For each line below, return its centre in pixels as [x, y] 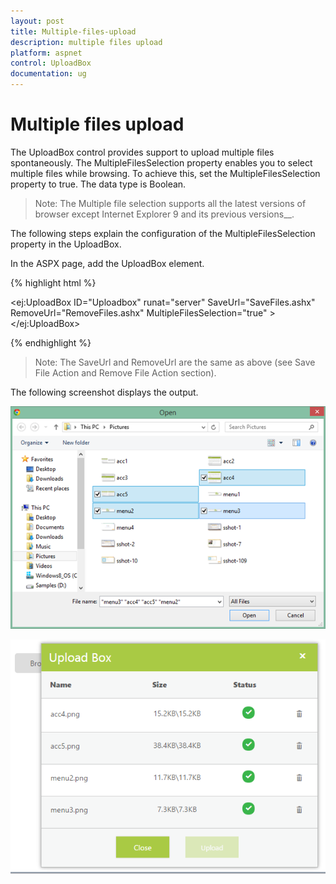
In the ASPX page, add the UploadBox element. [107, 263]
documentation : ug [48, 74]
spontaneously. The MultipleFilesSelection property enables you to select [161, 162]
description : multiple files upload [86, 42]
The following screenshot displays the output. [104, 392]
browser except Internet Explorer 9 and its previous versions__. [164, 214]
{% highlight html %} [53, 282]
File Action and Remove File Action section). [125, 372]
